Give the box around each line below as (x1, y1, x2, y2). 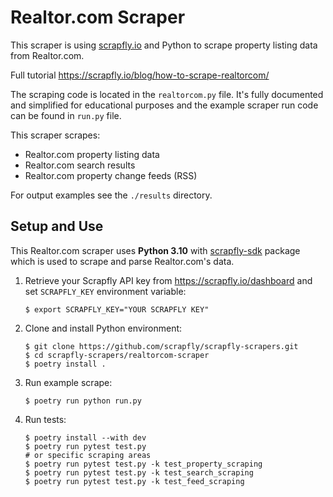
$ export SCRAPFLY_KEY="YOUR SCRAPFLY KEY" (24, 304, 210, 315)
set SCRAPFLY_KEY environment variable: (24, 285, 187, 297)
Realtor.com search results (24, 159, 136, 171)
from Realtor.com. (10, 49, 85, 61)
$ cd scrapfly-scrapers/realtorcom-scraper (24, 350, 210, 360)
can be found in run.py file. (10, 109, 122, 121)
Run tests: (24, 413, 67, 425)
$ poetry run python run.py (24, 396, 142, 406)
